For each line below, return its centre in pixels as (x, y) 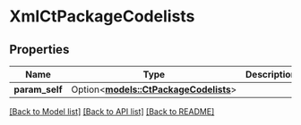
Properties (39, 50)
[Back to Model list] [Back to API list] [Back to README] (112, 112)
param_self (38, 89)
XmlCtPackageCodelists (102, 17)
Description (271, 75)
